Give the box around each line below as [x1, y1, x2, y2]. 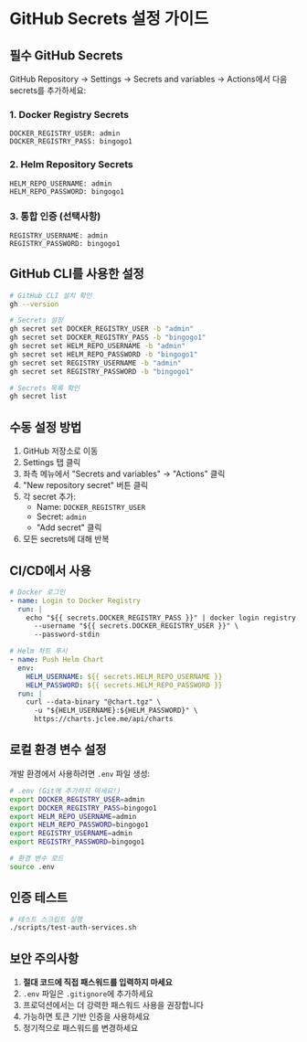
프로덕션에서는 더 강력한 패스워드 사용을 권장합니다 [22, 1000, 204, 1011]
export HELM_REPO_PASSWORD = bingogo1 [9, 820, 149, 830]
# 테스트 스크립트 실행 [9, 915, 83, 924]
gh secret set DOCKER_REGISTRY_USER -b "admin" [9, 324, 195, 334]
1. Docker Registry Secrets [9, 108, 130, 121]
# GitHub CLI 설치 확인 [9, 291, 92, 300]
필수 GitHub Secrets [9, 48, 123, 63]
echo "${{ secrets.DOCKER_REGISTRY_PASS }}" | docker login [26, 613, 259, 622]
